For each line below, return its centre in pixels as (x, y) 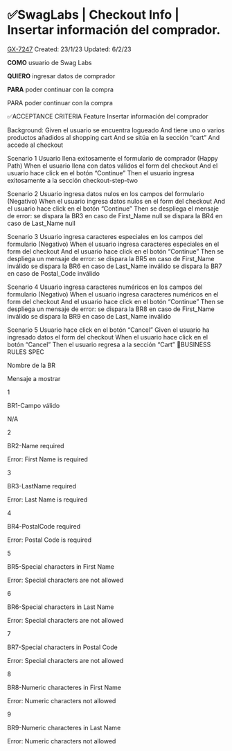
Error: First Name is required (48, 459)
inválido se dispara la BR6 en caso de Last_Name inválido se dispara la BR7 (115, 266)
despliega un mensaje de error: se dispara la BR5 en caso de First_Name (111, 258)
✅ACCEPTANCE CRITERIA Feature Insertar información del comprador (108, 116)
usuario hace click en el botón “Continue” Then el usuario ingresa (101, 173)
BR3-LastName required (42, 486)
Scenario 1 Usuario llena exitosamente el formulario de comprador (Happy (113, 158)
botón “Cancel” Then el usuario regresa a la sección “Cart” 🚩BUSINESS (109, 344)
